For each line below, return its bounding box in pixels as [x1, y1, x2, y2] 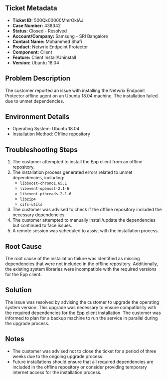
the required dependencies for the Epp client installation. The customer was [5, 310, 161, 316]
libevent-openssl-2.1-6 [19, 186, 70, 191]
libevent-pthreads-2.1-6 [19, 192, 72, 197]
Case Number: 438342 [12, 22, 61, 28]
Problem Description [5, 74, 71, 83]
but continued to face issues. [12, 222, 72, 229]
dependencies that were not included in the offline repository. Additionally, [5, 261, 159, 267]
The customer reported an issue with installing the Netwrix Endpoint [5, 87, 145, 93]
